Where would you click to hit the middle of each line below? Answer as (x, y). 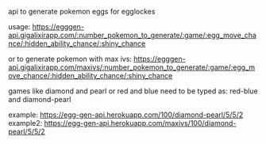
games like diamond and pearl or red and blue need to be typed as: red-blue (133, 91)
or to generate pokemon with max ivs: (70, 59)
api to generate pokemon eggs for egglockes (82, 11)
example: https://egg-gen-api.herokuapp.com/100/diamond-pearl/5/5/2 (126, 115)
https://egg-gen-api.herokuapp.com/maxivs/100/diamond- (140, 123)
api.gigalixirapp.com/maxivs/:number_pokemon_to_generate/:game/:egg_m (132, 67)
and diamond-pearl (40, 99)
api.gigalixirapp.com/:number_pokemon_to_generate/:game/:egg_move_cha (132, 35)
